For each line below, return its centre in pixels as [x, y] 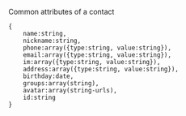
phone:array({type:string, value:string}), [97, 48]
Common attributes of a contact [61, 12]
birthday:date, [49, 76]
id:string [40, 97]
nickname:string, [52, 41]
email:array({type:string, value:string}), [97, 55]
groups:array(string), [61, 84]
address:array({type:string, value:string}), [101, 69]
